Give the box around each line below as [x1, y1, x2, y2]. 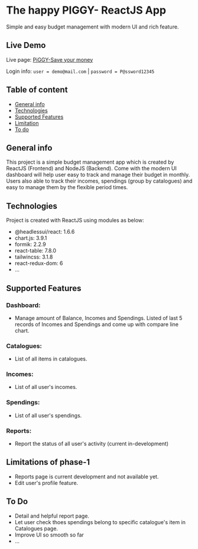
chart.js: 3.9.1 [14, 235, 47, 242]
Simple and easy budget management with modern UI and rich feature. [6, 23, 179, 30]
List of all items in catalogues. [14, 355, 87, 362]
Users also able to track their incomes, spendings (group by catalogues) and [6, 177, 193, 184]
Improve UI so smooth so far [14, 531, 85, 538]
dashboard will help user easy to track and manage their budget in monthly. [6, 171, 190, 178]
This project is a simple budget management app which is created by [6, 158, 174, 166]
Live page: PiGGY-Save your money [6, 56, 93, 63]
